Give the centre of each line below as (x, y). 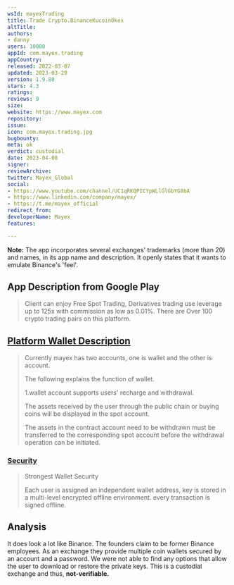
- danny (19, 40)
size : (15, 106)
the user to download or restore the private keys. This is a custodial (105, 566)
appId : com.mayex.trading (45, 54)
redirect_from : (30, 211)
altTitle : (22, 27)
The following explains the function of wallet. (89, 379)
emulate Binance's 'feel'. (43, 264)
